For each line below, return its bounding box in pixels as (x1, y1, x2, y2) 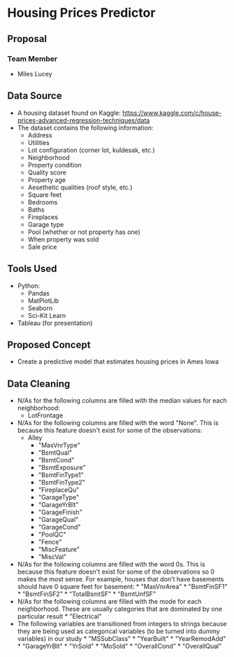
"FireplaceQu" (38, 485, 80, 495)
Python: (17, 282, 41, 290)
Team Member (7, 54, 58, 64)
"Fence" (38, 538, 62, 546)
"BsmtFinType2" (38, 478, 86, 487)
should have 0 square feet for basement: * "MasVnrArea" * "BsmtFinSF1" (17, 583, 228, 591)
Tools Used (7, 263, 57, 275)
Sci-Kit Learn (27, 311, 66, 319)
